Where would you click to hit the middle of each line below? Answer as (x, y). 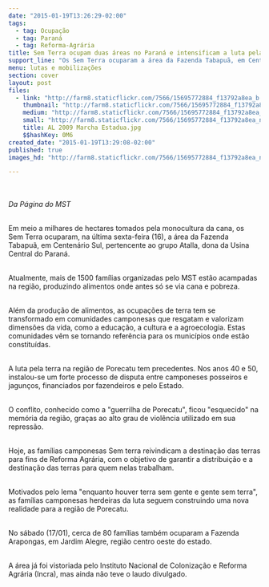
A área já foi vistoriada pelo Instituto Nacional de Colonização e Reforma (128, 565)
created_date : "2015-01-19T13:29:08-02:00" (82, 142)
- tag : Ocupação (42, 30)
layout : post (30, 83)
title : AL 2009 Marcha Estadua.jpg (82, 128)
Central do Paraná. (39, 254)
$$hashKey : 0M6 (48, 135)
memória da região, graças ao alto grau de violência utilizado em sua (122, 419)
